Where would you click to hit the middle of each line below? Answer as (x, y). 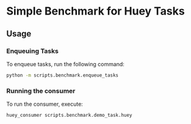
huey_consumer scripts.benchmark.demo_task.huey (69, 115)
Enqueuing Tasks (33, 51)
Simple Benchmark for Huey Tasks (95, 11)
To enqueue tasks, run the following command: (66, 64)
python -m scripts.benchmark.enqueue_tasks (63, 75)
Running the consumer (41, 91)
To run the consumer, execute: (45, 104)
